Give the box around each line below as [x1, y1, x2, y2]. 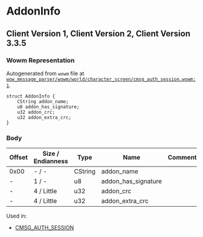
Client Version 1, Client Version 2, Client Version [6, 28, 190, 39]
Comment [167, 153, 197, 162]
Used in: [6, 212, 27, 219]
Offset [9, 153, 28, 162]
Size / [42, 150, 59, 158]
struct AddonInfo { [6, 93, 56, 99]
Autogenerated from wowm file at [6, 70, 85, 77]
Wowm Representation [6, 56, 75, 64]
